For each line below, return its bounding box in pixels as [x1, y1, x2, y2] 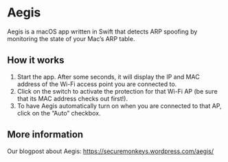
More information [7, 129, 84, 141]
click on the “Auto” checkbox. [16, 109, 101, 117]
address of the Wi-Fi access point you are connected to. [16, 80, 177, 88]
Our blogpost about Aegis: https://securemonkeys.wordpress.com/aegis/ [7, 147, 214, 155]
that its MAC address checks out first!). [16, 94, 128, 103]
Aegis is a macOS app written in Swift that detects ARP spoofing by [7, 27, 198, 36]
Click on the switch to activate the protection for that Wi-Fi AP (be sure [16, 87, 218, 95]
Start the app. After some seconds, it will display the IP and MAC [16, 72, 201, 81]
